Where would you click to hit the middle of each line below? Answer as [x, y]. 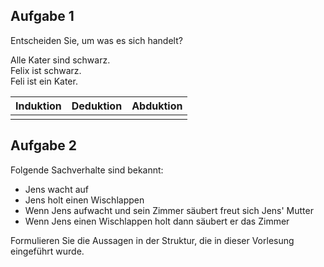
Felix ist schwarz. [46, 70]
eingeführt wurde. [47, 251]
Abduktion [157, 106]
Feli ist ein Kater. [44, 81]
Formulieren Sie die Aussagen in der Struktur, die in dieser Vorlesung [152, 240]
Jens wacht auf [56, 189]
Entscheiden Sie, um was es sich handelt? [96, 40]
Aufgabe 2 [44, 145]
